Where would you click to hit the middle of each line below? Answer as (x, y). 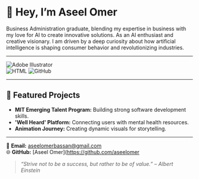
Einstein (30, 170)
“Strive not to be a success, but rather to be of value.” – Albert (97, 164)
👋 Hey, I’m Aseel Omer (62, 12)
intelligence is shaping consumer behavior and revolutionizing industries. (95, 48)
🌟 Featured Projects (43, 95)
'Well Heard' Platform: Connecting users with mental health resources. (102, 122)
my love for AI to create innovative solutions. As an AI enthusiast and (90, 34)
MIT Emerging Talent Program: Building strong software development (100, 109)
